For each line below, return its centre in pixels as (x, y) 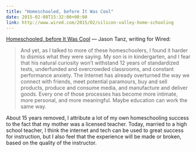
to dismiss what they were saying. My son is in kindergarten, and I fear (105, 57)
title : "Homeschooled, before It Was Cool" (60, 11)
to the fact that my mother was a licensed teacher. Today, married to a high (97, 124)
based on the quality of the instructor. (51, 143)
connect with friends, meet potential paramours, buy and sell (94, 82)
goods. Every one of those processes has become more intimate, (99, 94)
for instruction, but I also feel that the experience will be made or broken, (94, 137)
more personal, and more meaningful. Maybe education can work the (104, 100)
